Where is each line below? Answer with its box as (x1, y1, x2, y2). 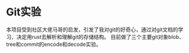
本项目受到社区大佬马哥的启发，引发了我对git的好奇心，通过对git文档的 (6, 26, 178, 33)
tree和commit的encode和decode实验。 (6, 41, 102, 48)
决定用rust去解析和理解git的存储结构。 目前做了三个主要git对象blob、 (16, 33, 184, 40)
